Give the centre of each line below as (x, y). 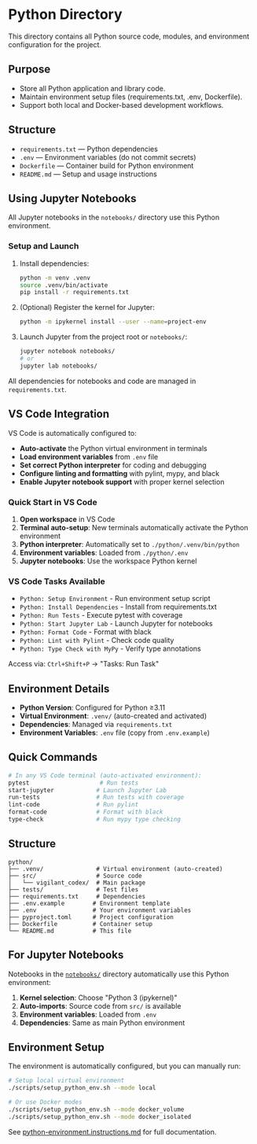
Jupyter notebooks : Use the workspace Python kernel (108, 561)
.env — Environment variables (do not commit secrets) (108, 157)
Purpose (29, 70)
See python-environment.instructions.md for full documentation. (112, 1131)
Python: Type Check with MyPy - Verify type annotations (110, 649)
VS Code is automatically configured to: (72, 433)
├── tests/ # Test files (73, 889)
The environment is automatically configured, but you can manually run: (125, 1066)
